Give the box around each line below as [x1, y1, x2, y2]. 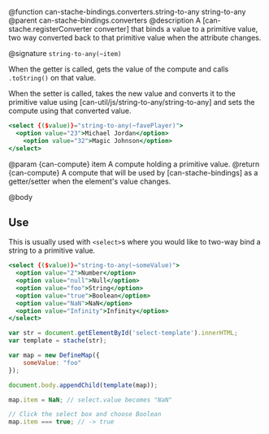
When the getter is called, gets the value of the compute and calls [8, 64, 229, 74]
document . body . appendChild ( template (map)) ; [8, 381, 158, 389]
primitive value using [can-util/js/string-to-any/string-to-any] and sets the [8, 98, 255, 106]
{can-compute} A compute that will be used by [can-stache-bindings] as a [8, 167, 258, 177]
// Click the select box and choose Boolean [8, 410, 162, 419]
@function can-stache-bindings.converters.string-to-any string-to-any [8, 7, 246, 16]
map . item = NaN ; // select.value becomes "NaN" [8, 396, 173, 404]
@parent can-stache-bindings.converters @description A [8, 15, 202, 25]
